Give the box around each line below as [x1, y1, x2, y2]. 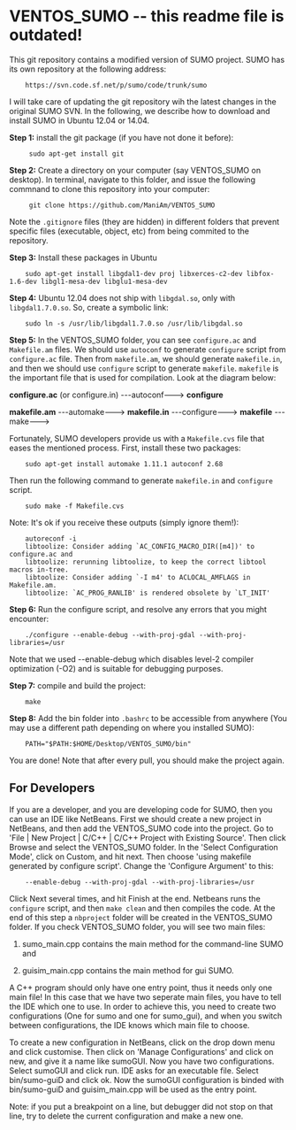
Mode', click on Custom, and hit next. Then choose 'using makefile [9, 851, 252, 862]
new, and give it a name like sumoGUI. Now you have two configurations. [9, 1056, 275, 1066]
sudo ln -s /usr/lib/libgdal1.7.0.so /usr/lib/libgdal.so [25, 319, 243, 328]
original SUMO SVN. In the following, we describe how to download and [9, 105, 271, 116]
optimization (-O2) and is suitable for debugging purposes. [9, 663, 224, 673]
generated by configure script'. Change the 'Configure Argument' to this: [9, 860, 274, 871]
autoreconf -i [25, 534, 77, 543]
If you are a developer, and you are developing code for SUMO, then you [9, 803, 273, 815]
